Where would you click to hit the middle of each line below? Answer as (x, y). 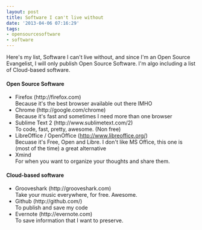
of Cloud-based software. (38, 70)
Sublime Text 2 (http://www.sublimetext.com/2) (74, 123)
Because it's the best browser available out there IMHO (84, 104)
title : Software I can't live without (55, 18)
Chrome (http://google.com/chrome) (60, 110)
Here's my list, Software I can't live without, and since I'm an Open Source (98, 57)
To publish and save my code (52, 208)
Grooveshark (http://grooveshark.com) (63, 188)
